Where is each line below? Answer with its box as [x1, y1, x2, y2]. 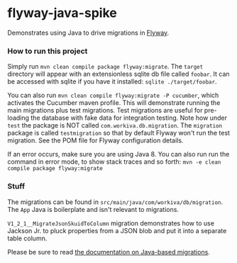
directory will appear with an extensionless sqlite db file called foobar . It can [7, 69, 230, 79]
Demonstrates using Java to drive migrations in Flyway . [7, 28, 170, 37]
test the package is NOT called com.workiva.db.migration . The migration [7, 121, 222, 130]
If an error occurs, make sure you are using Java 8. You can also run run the [7, 150, 230, 159]
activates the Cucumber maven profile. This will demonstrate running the [7, 99, 221, 107]
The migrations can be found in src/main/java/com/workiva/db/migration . [7, 197, 224, 206]
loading [7, 113, 30, 122]
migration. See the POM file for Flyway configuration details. [7, 136, 184, 145]
